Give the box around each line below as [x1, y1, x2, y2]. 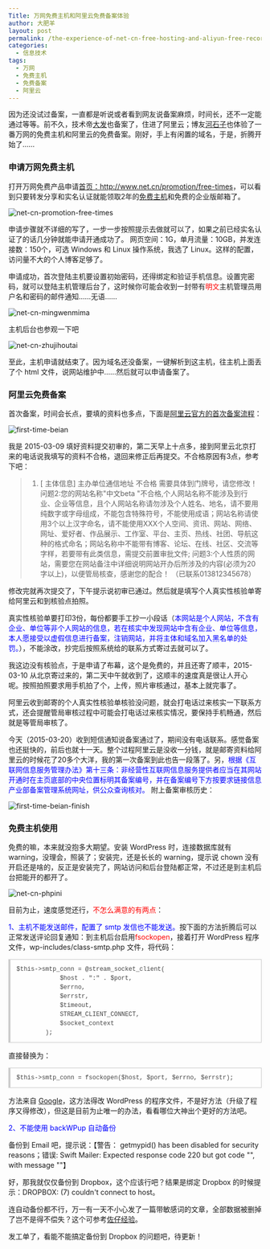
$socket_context [59, 1020, 115, 1028]
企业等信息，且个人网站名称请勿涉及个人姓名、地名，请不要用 [54, 498, 259, 508]
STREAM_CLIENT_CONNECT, [59, 1010, 140, 1019]
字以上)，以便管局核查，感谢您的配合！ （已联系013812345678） [39, 568, 256, 579]
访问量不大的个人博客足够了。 [8, 254, 107, 264]
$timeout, [59, 1001, 93, 1009]
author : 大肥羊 [8, 19, 55, 27]
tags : [8, 57, 27, 65]
